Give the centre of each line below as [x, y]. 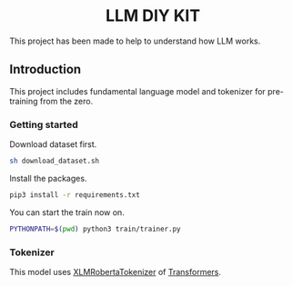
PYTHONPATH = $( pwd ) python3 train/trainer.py [95, 229]
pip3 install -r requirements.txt [75, 195]
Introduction [45, 69]
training [24, 101]
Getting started [44, 124]
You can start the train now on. [67, 212]
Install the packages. [48, 178]
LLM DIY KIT [153, 16]
